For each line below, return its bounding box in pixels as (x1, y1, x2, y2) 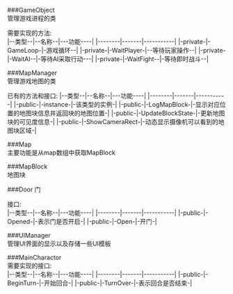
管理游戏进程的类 (7, 14, 56, 22)
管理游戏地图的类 (7, 77, 56, 85)
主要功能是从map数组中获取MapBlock (7, 148, 116, 157)
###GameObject (7, 6, 55, 14)
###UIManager (7, 232, 51, 239)
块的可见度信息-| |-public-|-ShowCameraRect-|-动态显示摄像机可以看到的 (7, 118, 219, 126)
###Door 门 (7, 185, 41, 193)
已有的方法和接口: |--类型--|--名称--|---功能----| (7, 92, 147, 100)
